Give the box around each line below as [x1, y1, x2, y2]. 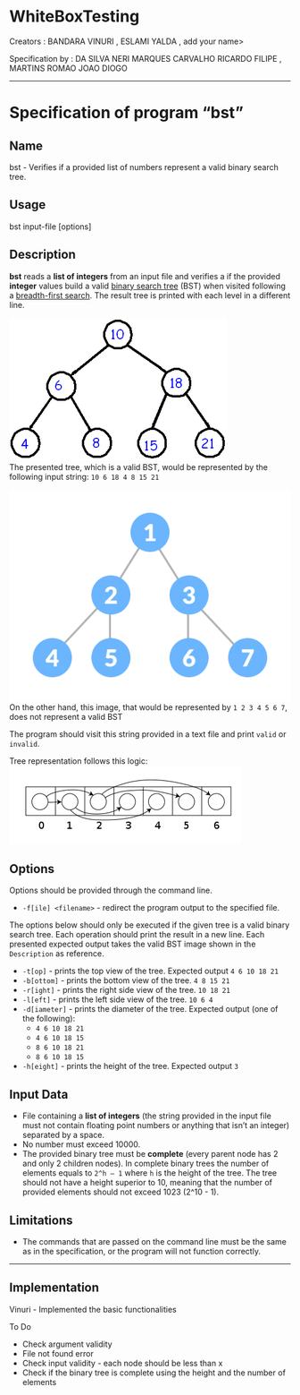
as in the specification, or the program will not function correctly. [21, 1246, 262, 1256]
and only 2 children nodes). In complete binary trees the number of [21, 1158, 270, 1169]
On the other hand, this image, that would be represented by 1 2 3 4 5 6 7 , [9, 701, 288, 713]
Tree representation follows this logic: [9, 755, 148, 766]
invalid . [9, 738, 40, 749]
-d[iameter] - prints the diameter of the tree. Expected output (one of [21, 1004, 279, 1014]
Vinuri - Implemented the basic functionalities [9, 1304, 177, 1314]
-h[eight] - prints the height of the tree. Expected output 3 [21, 1061, 239, 1072]
